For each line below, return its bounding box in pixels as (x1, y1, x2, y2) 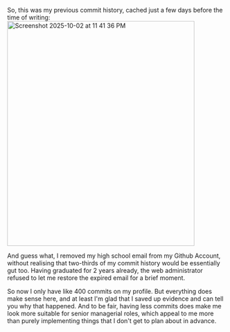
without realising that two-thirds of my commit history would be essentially (7, 259, 220, 267)
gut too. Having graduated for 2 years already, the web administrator (7, 267, 203, 274)
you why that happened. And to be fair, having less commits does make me (7, 302, 222, 310)
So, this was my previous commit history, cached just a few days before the (7, 6, 223, 14)
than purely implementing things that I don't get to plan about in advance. (7, 317, 217, 325)
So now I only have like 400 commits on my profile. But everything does (7, 288, 213, 295)
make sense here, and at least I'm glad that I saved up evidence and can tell (7, 294, 224, 303)
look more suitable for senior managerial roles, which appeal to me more (7, 309, 214, 317)
